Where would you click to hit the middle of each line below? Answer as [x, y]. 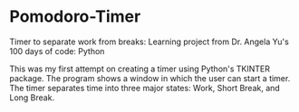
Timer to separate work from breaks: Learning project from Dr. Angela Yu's [149, 42]
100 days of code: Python [57, 51]
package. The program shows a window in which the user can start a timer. [150, 78]
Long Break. [32, 98]
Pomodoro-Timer [75, 17]
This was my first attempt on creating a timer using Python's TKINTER [140, 69]
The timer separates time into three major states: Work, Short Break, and [145, 88]
